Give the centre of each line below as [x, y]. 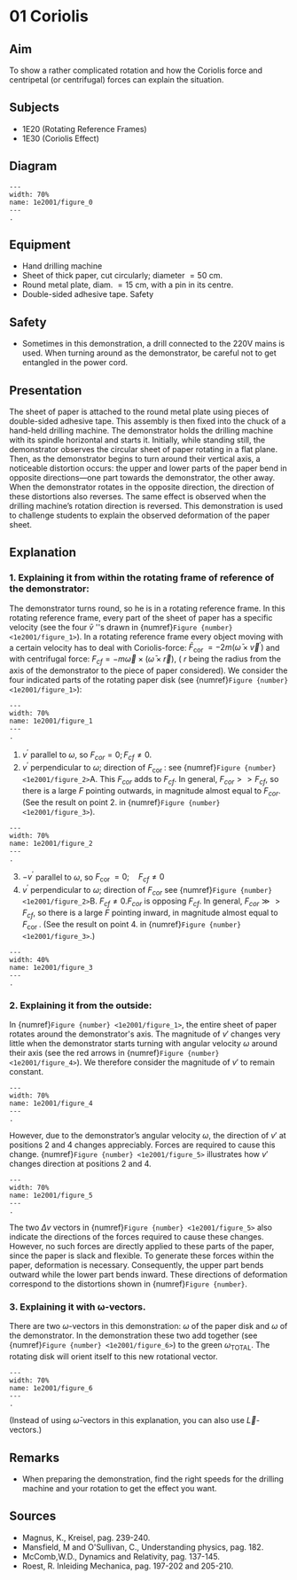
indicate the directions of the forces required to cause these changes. [137, 1237]
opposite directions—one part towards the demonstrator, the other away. [142, 478]
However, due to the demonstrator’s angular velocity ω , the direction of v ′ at [148, 1136]
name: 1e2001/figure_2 [51, 843]
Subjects [34, 108]
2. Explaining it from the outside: [81, 1005]
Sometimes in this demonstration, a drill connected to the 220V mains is [153, 344]
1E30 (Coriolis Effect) [61, 138]
